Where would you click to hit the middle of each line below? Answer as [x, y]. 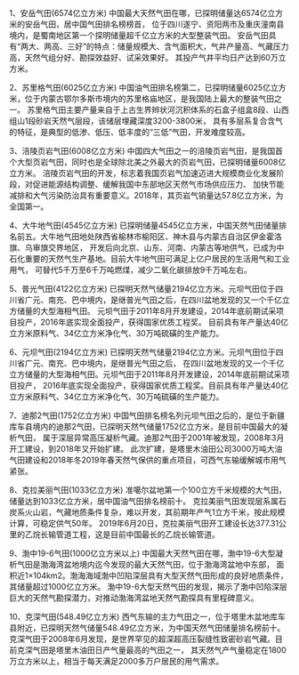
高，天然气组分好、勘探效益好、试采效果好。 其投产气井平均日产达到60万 [144, 57]
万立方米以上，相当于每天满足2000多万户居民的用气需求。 [117, 661]
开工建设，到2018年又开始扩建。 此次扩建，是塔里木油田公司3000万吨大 [142, 449]
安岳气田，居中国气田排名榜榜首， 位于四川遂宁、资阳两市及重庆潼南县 [154, 24]
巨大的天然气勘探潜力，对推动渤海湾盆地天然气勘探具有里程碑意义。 [134, 598]
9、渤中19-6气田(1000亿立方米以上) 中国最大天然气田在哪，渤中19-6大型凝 [146, 553]
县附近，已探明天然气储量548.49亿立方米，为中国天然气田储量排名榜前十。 [147, 628]
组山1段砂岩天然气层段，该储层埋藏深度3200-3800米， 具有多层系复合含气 [146, 121]
